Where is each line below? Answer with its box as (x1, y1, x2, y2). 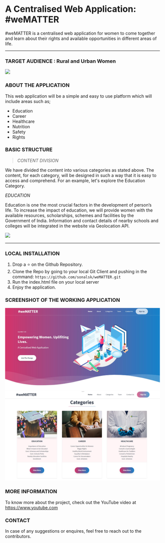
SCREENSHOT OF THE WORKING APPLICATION (5, 297, 120, 304)
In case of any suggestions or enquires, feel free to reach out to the (5, 528, 141, 534)
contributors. (5, 533, 31, 539)
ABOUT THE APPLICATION (5, 82, 70, 89)
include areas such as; (5, 98, 51, 104)
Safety (12, 129, 26, 135)
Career (12, 113, 27, 119)
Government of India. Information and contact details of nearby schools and (5, 217, 159, 223)
